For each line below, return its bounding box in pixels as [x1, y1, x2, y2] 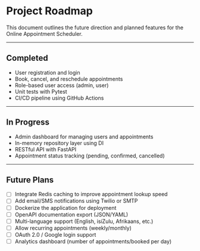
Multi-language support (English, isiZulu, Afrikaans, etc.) [14, 218, 154, 225]
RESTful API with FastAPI [14, 145, 77, 153]
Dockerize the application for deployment [14, 204, 117, 211]
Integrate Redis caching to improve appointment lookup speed [14, 191, 168, 198]
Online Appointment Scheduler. [6, 30, 83, 37]
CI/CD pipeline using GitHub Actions [14, 94, 104, 101]
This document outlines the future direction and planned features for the [6, 24, 183, 31]
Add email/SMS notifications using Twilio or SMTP [14, 197, 138, 204]
